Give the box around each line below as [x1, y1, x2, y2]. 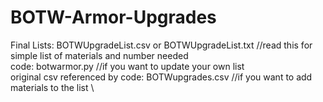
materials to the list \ [10, 81, 95, 93]
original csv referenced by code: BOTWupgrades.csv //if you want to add [10, 71, 313, 83]
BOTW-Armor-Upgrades [10, 6, 217, 29]
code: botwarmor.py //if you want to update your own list [10, 60, 245, 72]
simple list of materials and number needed [10, 49, 189, 61]
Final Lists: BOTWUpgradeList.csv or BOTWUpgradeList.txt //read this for [10, 39, 313, 51]
